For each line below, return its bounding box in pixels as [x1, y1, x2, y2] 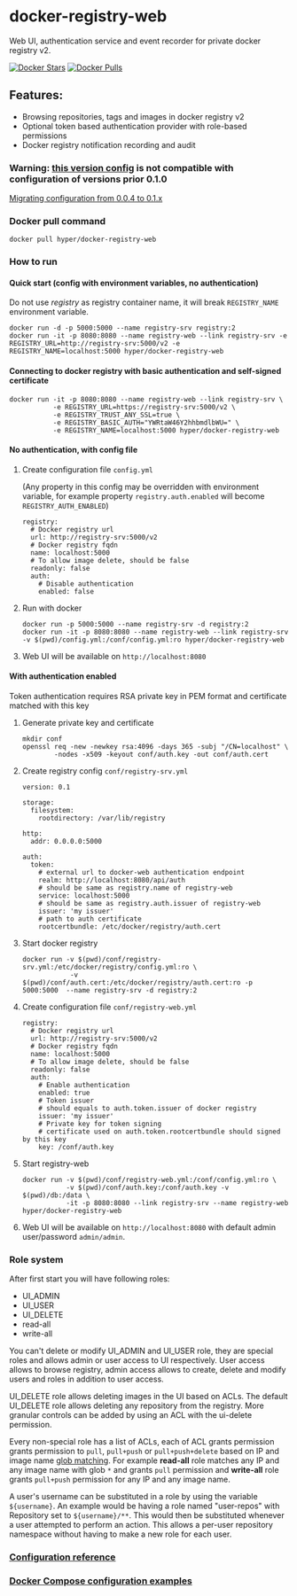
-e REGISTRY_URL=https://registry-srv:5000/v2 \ [52, 402, 237, 411]
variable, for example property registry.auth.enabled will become [21, 490, 265, 502]
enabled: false [38, 587, 95, 596]
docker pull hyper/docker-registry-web [9, 235, 157, 245]
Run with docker [21, 603, 82, 613]
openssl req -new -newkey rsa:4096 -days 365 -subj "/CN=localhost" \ [21, 743, 289, 751]
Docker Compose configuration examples [9, 1575, 192, 1587]
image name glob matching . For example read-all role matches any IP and [9, 1455, 279, 1466]
